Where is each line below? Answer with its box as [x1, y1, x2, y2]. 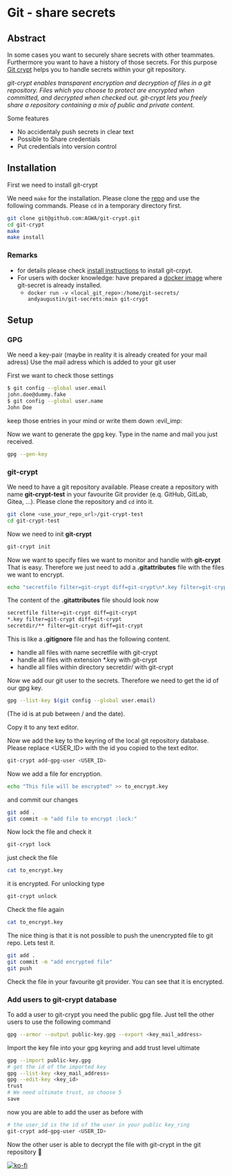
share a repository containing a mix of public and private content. [7, 101, 195, 109]
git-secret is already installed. [17, 281, 102, 289]
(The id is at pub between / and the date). [7, 709, 126, 718]
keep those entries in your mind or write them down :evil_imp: [7, 416, 183, 424]
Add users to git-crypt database [7, 994, 117, 1004]
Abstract [7, 32, 46, 44]
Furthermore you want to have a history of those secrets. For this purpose [7, 58, 217, 66]
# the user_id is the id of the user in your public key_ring [7, 1121, 190, 1128]
